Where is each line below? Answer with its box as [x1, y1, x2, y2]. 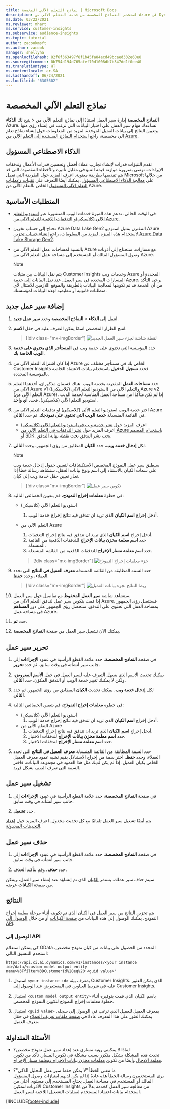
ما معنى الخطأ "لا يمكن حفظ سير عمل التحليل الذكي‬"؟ [13, 1067, 116, 1074]
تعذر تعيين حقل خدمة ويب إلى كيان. [13, 473, 80, 479]
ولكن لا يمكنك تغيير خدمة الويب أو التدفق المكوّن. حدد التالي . [13, 677, 126, 683]
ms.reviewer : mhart [6, 21, 47, 27]
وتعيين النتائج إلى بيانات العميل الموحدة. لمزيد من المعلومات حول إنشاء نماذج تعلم [6, 127, 158, 133]
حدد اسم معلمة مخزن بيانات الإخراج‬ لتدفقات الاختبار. [28, 733, 126, 739]
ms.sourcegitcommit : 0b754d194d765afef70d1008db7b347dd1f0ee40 [6, 59, 142, 64]
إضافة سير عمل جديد [6, 302, 64, 310]
